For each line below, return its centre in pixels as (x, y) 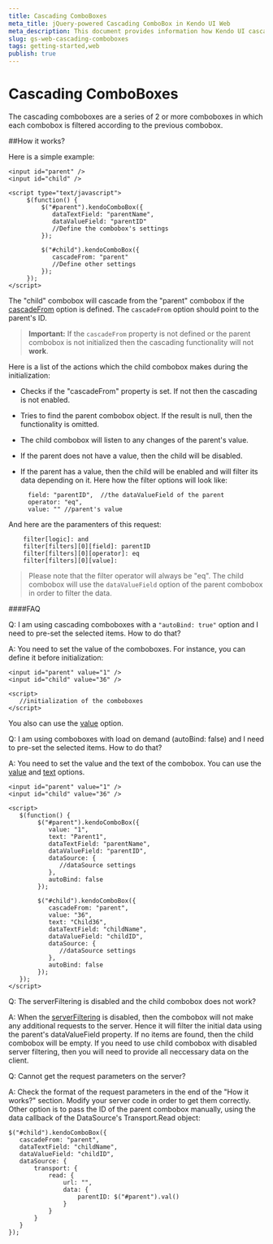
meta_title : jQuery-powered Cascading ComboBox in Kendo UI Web (119, 24)
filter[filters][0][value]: (70, 561)
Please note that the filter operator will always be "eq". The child (136, 575)
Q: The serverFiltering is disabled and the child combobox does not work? (132, 1001)
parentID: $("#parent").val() (129, 1197)
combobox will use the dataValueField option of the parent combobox (145, 584)
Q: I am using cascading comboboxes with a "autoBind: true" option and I (133, 624)
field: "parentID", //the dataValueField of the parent (126, 495)
